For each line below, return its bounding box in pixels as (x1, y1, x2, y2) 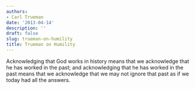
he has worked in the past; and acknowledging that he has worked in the (6, 64, 184, 71)
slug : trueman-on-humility (6, 36, 73, 42)
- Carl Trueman (6, 14, 44, 20)
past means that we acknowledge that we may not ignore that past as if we (6, 70, 190, 77)
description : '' (6, 25, 46, 31)
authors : (6, 8, 28, 15)
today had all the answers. (6, 76, 71, 83)
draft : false (6, 31, 39, 37)
